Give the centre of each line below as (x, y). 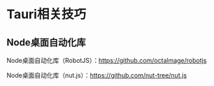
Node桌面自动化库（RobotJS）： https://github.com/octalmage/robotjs (107, 60)
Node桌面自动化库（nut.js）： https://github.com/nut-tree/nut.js (97, 75)
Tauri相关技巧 (47, 14)
